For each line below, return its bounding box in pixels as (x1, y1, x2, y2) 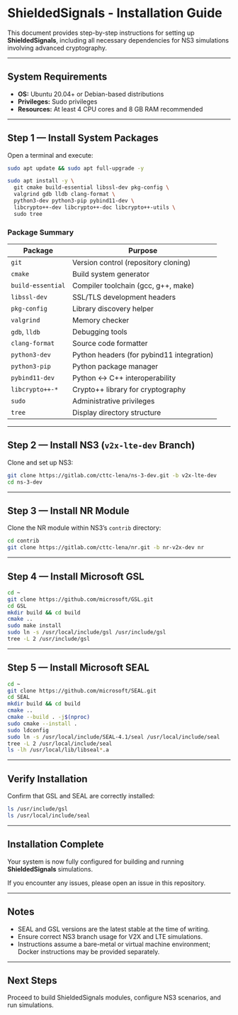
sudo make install (7, 622, 62, 629)
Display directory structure (72, 407, 161, 417)
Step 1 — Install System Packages (7, 132, 159, 144)
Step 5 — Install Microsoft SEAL (7, 662, 150, 674)
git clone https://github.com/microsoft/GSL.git (7, 595, 154, 603)
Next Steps (7, 975, 57, 987)
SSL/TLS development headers (72, 292, 176, 302)
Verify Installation (7, 773, 88, 785)
